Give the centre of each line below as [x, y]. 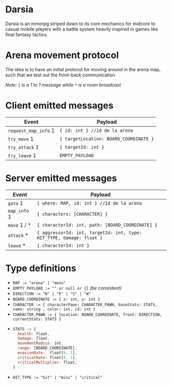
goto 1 [16, 203]
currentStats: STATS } [37, 319]
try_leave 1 [22, 155]
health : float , [34, 334]
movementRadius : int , [41, 343]
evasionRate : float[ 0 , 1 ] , [48, 353]
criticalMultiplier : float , [48, 362]
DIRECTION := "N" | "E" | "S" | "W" [52, 294]
